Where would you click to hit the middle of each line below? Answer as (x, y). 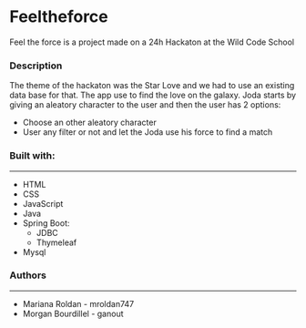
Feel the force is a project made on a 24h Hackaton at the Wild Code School (152, 42)
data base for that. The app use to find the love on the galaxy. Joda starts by (153, 95)
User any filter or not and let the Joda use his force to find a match (148, 132)
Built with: (32, 156)
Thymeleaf (56, 242)
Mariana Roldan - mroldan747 (78, 303)
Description (36, 66)
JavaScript (43, 203)
